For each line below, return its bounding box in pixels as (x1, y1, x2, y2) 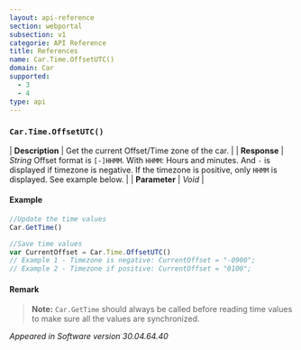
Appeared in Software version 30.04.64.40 (9, 331, 169, 342)
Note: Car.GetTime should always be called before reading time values (31, 304, 293, 315)
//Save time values (9, 239, 83, 248)
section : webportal (9, 22, 83, 31)
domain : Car (9, 64, 54, 73)
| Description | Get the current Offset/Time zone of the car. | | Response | (9, 145, 284, 156)
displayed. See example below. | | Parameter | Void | (9, 173, 205, 185)
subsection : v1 (9, 30, 67, 39)
